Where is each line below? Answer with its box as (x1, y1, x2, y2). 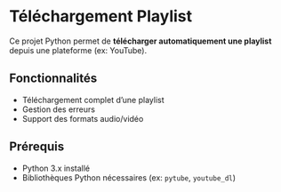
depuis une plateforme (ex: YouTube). (9, 44, 148, 55)
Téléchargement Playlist (9, 6, 193, 27)
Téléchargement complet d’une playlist (21, 94, 165, 105)
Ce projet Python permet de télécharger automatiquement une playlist (9, 36, 272, 46)
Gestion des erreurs (21, 104, 96, 115)
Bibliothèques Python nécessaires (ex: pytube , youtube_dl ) (21, 172, 237, 183)
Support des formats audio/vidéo (21, 113, 144, 124)
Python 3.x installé (21, 163, 91, 173)
